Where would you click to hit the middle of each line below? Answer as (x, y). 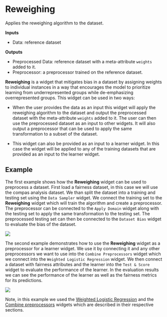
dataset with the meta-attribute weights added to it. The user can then (84, 118)
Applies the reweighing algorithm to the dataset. (54, 23)
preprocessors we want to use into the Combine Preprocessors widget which (83, 254)
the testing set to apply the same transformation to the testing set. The (78, 213)
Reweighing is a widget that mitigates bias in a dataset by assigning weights (83, 82)
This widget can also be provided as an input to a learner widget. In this (86, 144)
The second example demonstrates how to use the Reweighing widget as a (83, 243)
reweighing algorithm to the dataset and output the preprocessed (80, 113)
